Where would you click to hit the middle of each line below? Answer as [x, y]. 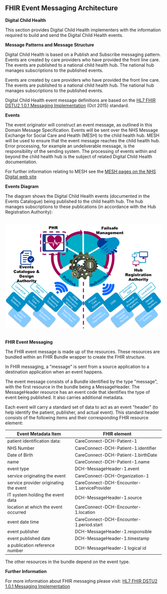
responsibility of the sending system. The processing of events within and [81, 151]
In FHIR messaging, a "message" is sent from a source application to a [77, 366]
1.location [85, 512]
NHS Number [21, 448]
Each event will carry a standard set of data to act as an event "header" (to [82, 407]
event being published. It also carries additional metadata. [65, 397]
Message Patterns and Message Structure [50, 45]
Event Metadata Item [39, 434]
